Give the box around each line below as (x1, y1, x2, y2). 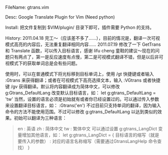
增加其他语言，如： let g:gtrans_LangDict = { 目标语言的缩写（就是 (22, 132, 159, 138)
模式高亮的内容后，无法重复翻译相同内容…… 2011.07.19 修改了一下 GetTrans (5, 41, 161, 47)
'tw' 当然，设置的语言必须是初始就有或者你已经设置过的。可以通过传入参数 (5, 96, 159, 102)
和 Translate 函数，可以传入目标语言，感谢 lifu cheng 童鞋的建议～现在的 (5, 48, 155, 53)
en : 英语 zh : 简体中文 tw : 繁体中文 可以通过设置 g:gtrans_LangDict (17, 126, 157, 131)
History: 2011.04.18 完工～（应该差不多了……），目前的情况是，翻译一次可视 (5, 35, 160, 41)
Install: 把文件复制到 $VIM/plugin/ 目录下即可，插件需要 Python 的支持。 (5, 25, 154, 30)
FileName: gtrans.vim (5, 5, 49, 10)
